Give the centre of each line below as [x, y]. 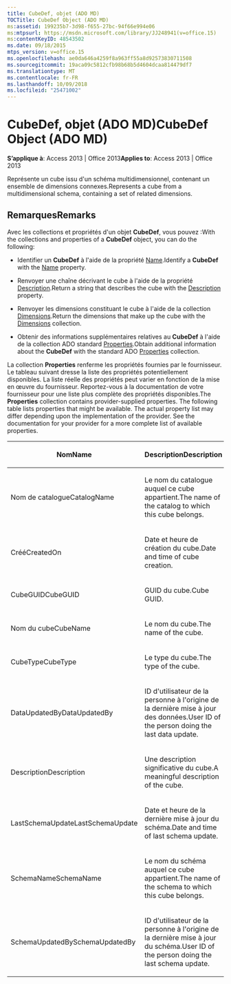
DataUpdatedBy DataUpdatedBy [62, 712]
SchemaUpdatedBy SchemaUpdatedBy [73, 942]
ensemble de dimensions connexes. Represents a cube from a [95, 186]
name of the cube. [174, 632]
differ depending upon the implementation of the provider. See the [101, 416]
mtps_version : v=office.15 [46, 52]
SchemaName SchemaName [56, 878]
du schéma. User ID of [179, 946]
